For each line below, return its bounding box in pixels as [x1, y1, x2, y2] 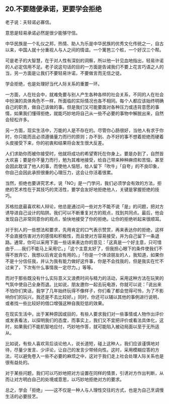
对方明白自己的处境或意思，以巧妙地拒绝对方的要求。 [14, 376, 124, 382]
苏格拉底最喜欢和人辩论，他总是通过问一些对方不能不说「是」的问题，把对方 [5, 203, 164, 209]
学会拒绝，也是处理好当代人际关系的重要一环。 [5, 80, 102, 87]
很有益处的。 [5, 359, 32, 365]
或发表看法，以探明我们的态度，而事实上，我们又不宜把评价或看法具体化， [5, 317, 159, 323]
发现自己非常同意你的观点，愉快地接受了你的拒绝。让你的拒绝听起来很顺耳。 [5, 216, 164, 222]
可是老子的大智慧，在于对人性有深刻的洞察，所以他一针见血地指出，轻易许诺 [5, 57, 164, 63]
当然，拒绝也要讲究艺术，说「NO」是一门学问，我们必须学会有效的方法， [5, 180, 157, 186]
